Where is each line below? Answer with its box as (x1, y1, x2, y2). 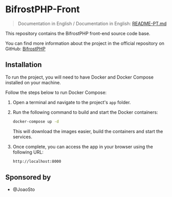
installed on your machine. (5, 79, 61, 85)
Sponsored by (5, 173, 51, 182)
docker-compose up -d (12, 119, 59, 124)
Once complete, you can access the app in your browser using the (12, 143, 154, 150)
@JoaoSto (12, 186, 35, 192)
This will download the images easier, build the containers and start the (12, 128, 163, 134)
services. (12, 134, 32, 140)
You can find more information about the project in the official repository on (5, 40, 165, 46)
